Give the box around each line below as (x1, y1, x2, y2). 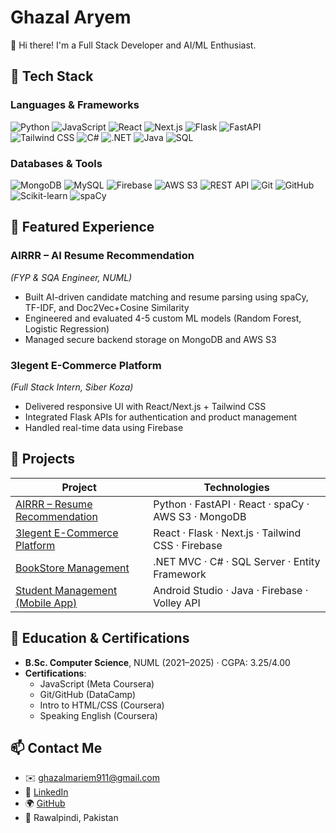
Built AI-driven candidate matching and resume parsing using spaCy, (24, 291, 309, 303)
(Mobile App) (15, 596, 78, 610)
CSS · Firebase (153, 538, 223, 552)
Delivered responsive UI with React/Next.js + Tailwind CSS (24, 400, 267, 412)
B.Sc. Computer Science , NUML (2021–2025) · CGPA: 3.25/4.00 (24, 656, 291, 668)
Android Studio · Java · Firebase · (153, 583, 309, 597)
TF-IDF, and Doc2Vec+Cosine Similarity (24, 301, 190, 313)
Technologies (203, 480, 270, 494)
